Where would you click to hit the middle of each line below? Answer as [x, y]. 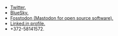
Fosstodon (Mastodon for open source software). [62, 18]
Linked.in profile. [28, 23]
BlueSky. [19, 13]
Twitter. [18, 7]
